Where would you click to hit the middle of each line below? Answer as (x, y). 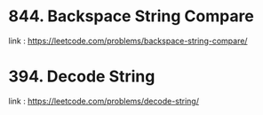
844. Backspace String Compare (131, 16)
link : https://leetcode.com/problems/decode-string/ (104, 101)
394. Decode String (82, 77)
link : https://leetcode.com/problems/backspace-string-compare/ (128, 41)
